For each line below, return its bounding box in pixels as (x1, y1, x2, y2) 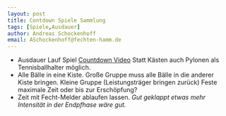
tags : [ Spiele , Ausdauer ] (7, 23, 81, 30)
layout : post (7, 10, 46, 18)
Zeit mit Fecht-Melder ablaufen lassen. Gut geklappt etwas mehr (17, 93, 206, 102)
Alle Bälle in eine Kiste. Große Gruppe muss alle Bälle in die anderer (17, 71, 214, 79)
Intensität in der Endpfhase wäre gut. (17, 101, 126, 109)
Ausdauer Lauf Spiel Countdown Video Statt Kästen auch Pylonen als (17, 56, 220, 64)
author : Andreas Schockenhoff (7, 30, 97, 37)
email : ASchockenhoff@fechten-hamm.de (7, 37, 121, 44)
